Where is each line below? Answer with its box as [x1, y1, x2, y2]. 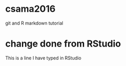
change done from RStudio [5, 38, 121, 50]
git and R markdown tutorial [5, 20, 64, 26]
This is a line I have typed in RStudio [5, 55, 82, 61]
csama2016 [5, 3, 56, 15]
